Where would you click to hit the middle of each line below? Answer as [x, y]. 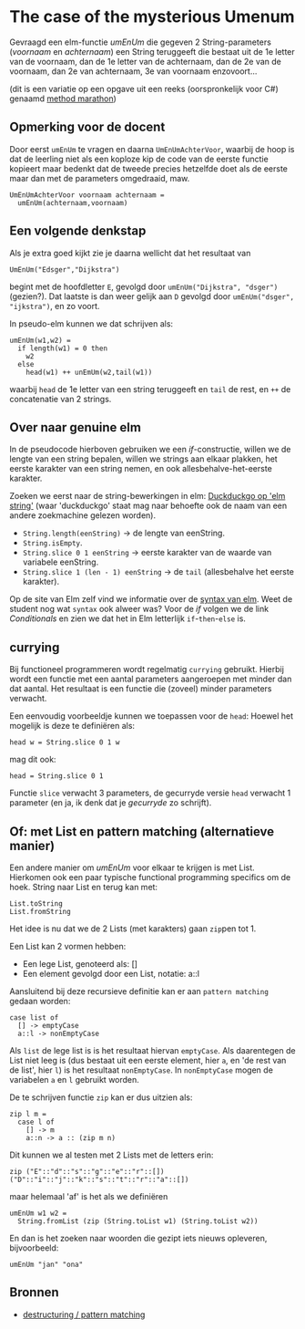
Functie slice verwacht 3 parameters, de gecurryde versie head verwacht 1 [150, 793]
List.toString [36, 904]
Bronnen [34, 1293]
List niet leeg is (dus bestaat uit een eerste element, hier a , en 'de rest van [148, 1060]
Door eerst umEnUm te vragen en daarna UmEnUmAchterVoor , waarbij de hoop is [152, 149]
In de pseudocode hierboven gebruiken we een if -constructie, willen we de [150, 450]
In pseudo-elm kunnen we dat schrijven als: [91, 323]
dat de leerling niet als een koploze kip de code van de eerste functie [139, 159]
